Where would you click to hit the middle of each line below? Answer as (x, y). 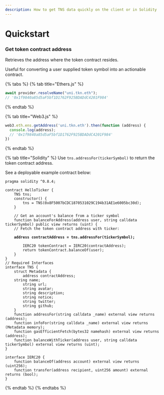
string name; (27, 280)
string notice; (38, 297)
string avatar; (38, 289)
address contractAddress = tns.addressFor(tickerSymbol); (74, 237)
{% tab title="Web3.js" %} (31, 116)
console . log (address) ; (33, 130)
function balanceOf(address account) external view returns (77, 362)
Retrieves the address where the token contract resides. (62, 60)
